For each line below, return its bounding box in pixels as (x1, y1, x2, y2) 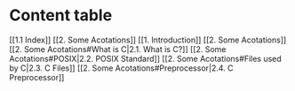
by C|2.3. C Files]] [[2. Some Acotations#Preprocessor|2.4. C (9, 63, 234, 73)
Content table (9, 5, 113, 26)
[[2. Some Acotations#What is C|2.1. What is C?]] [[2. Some (9, 43, 227, 54)
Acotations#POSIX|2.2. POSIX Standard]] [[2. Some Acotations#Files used (9, 53, 282, 64)
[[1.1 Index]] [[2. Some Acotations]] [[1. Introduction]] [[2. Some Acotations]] (9, 34, 287, 45)
